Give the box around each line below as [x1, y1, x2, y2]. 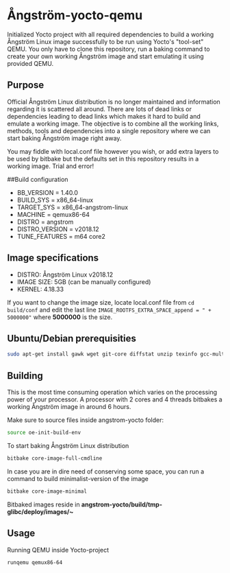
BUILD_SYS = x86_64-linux [16, 196, 94, 204]
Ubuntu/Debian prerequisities [7, 332, 137, 344]
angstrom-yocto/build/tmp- [81, 500, 163, 508]
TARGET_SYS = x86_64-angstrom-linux [16, 203, 129, 211]
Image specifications [7, 252, 99, 264]
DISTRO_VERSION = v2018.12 [16, 224, 99, 233]
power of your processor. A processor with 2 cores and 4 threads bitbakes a [7, 395, 222, 404]
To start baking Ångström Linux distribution [7, 441, 129, 449]
